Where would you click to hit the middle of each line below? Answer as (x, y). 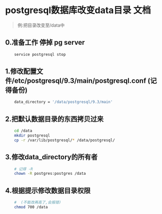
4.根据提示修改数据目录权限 (48, 191)
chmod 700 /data (31, 207)
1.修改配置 (21, 72)
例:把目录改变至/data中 (41, 25)
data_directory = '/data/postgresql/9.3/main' (63, 102)
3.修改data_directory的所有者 (51, 157)
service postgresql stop (40, 54)
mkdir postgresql (32, 136)
